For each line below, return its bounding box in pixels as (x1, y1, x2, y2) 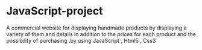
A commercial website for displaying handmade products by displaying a (6, 24, 187, 31)
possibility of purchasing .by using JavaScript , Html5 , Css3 (6, 37, 156, 44)
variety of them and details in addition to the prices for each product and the (6, 30, 196, 37)
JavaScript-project (6, 4, 103, 18)
